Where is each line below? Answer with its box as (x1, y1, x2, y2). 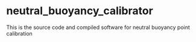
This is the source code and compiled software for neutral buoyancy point (6, 24, 190, 31)
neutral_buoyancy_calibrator (6, 4, 154, 18)
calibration (6, 30, 33, 37)
